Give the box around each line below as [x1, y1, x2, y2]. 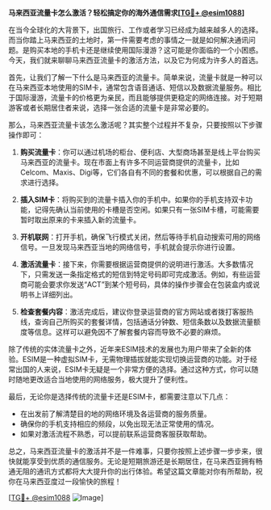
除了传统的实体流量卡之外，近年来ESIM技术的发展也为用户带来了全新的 [8, 344, 244, 354]
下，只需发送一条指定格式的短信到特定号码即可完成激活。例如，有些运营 [19, 270, 261, 279]
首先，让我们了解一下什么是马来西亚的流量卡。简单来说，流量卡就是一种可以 [8, 73, 263, 82]
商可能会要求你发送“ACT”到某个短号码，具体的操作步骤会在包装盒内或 [19, 280, 253, 289]
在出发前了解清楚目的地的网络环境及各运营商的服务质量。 [19, 409, 211, 419]
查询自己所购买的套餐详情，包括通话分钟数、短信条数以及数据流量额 [34, 317, 261, 327]
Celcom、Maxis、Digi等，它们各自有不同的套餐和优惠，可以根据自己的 [19, 167, 256, 177]
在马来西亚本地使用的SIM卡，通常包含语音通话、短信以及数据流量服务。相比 [8, 82, 262, 92]
